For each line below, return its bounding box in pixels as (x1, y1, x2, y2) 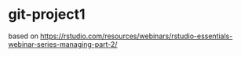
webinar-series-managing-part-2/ (8, 39, 118, 48)
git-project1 (8, 5, 86, 23)
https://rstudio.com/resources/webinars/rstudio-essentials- (40, 31, 233, 41)
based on (8, 31, 39, 41)
